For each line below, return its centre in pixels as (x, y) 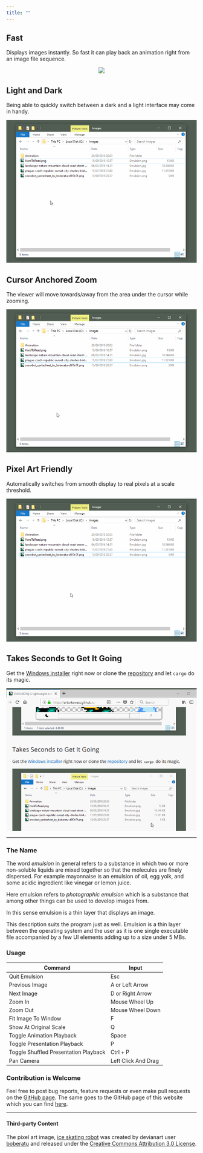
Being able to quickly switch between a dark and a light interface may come (101, 105)
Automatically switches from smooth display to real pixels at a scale (91, 483)
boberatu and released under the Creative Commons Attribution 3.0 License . (101, 1143)
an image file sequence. (36, 59)
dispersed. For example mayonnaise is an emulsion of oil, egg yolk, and (95, 876)
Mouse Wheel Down (136, 1010)
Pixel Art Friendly (40, 469)
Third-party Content (32, 1123)
